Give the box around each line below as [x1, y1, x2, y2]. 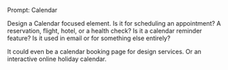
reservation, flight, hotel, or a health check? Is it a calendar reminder [7, 27, 202, 35]
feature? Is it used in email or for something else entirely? [7, 34, 171, 42]
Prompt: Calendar [7, 6, 58, 14]
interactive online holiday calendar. [7, 55, 107, 63]
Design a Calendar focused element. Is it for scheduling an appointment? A [7, 19, 222, 27]
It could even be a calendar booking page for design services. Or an [7, 48, 202, 55]
